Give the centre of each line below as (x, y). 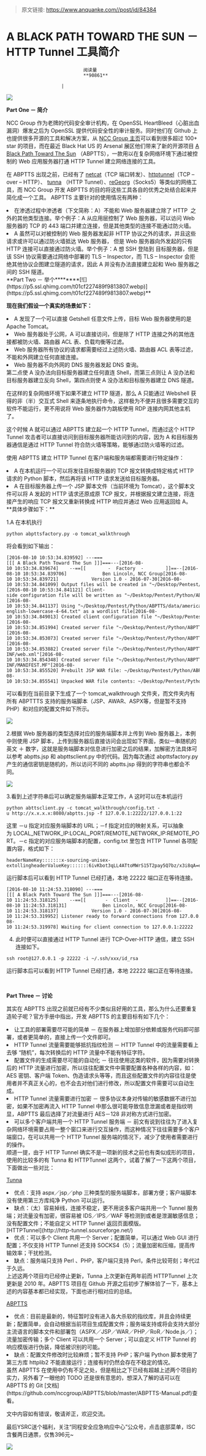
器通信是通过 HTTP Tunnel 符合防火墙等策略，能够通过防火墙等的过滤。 (97, 444)
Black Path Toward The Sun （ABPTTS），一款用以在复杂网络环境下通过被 (100, 154)
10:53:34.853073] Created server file (64, 638)
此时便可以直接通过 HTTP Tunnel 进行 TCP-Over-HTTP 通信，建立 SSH (105, 939)
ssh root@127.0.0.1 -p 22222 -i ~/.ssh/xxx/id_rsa (72, 958)
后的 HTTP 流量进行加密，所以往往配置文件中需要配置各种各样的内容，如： (101, 1068)
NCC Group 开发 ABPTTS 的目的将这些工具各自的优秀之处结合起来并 (110, 189)
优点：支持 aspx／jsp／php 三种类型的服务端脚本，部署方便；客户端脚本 (105, 1192)
